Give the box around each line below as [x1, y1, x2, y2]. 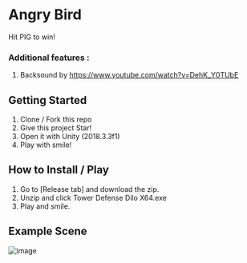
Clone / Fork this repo [19, 114, 92, 125]
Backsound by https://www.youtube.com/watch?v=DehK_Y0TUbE [19, 70, 239, 80]
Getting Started [8, 94, 87, 107]
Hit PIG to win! [8, 32, 56, 42]
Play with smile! [19, 140, 72, 149]
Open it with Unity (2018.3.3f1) [19, 132, 120, 141]
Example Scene [8, 225, 87, 238]
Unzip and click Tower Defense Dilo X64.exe [19, 193, 167, 202]
